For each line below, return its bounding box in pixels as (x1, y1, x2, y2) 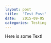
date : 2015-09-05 (5, 16, 45, 21)
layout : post (5, 7, 32, 12)
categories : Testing (5, 20, 47, 25)
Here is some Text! (5, 33, 43, 39)
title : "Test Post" (5, 11, 47, 16)
